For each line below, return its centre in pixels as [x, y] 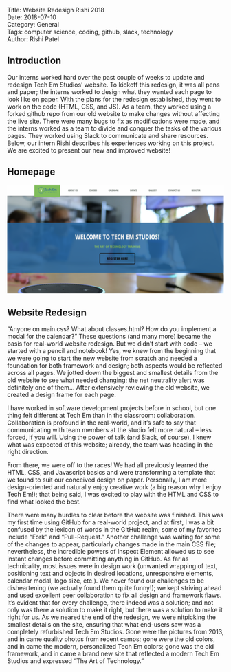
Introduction [34, 61]
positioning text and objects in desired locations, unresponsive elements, [110, 574]
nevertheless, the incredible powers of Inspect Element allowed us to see [111, 552]
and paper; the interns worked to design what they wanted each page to [109, 91]
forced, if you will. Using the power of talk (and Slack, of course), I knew [109, 437]
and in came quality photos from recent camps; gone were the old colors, [111, 639]
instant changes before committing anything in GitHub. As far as [98, 559]
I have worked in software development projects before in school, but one [112, 408]
